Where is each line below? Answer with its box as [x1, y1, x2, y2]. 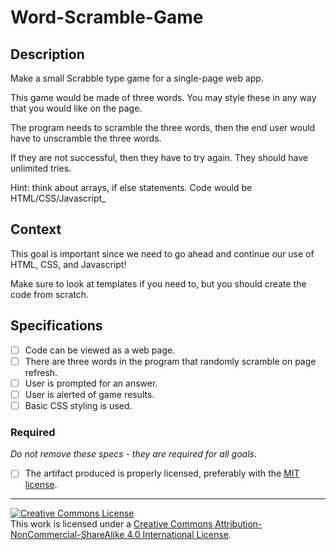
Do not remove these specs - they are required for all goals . [10, 448, 258, 460]
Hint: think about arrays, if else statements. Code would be [10, 182, 253, 193]
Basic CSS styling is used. [24, 399, 133, 411]
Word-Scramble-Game [10, 6, 204, 29]
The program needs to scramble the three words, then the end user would [10, 122, 316, 133]
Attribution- [214, 518, 263, 530]
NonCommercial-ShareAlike [10, 529, 125, 541]
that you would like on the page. [10, 102, 143, 114]
